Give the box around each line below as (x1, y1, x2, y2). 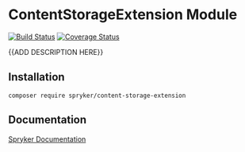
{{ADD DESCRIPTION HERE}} (8, 47, 104, 57)
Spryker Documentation (8, 134, 86, 144)
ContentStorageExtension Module (8, 6, 238, 24)
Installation (8, 70, 65, 84)
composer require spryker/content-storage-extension (8, 92, 186, 99)
